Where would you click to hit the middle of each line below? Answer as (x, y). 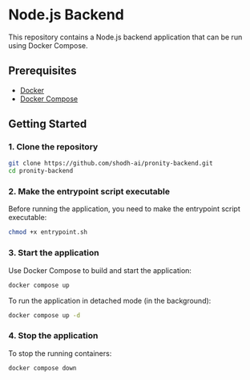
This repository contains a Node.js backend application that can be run (125, 37)
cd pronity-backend (41, 171)
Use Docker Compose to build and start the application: (100, 270)
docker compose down (43, 368)
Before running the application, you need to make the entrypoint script (124, 209)
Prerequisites (42, 71)
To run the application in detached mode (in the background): (110, 300)
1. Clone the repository (53, 147)
